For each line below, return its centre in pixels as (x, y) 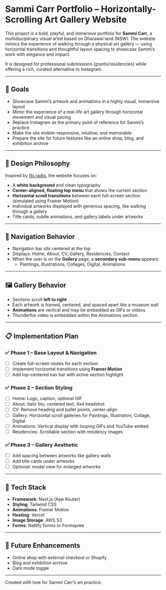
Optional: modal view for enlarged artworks (56, 467)
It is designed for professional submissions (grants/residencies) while (76, 64)
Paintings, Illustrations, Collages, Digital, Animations (72, 264)
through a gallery (30, 211)
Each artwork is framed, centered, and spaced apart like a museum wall (85, 305)
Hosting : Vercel (28, 515)
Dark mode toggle (31, 568)
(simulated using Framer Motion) (45, 201)
